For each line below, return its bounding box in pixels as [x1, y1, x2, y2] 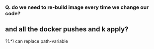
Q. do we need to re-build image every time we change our [5, 4, 149, 11]
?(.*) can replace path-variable [5, 38, 68, 44]
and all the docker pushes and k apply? [5, 25, 129, 33]
